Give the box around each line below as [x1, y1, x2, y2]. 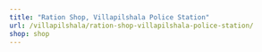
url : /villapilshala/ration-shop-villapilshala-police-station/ [9, 21, 254, 30]
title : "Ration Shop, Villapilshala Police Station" [9, 12, 210, 22]
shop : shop [9, 29, 50, 38]
